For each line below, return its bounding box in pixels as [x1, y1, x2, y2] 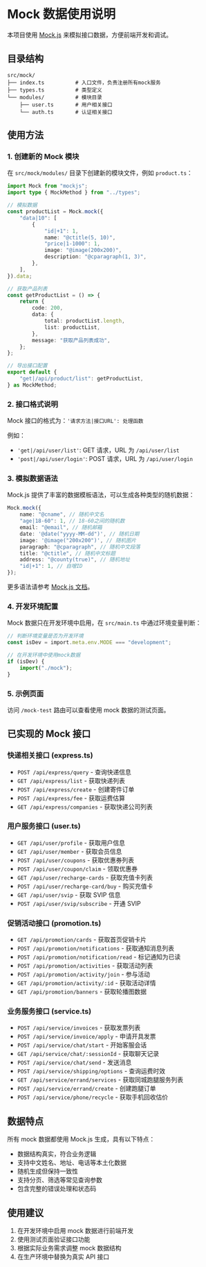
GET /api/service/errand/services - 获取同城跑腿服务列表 [17, 1075, 184, 1084]
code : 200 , [32, 305, 64, 312]
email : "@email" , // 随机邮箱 [19, 524, 102, 531]
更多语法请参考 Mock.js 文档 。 [7, 582, 94, 591]
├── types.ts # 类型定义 [7, 86, 102, 94]
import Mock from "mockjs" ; [7, 183, 88, 190]
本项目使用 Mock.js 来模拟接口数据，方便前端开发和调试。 [7, 31, 173, 39]
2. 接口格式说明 [7, 399, 59, 409]
